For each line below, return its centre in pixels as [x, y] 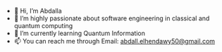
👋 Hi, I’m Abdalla [38, 11]
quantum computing [43, 26]
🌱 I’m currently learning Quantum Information [80, 33]
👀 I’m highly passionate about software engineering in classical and [112, 18]
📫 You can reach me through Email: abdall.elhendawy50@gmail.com [115, 41]
